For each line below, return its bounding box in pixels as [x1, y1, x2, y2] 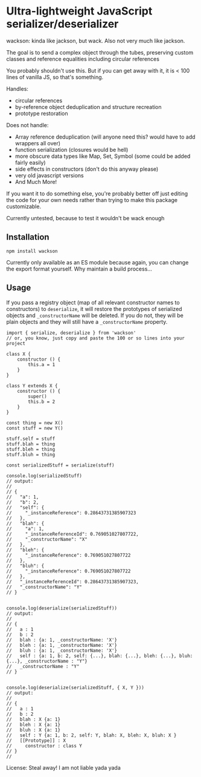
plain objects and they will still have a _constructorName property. [6, 318, 168, 325]
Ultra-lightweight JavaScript [6, 4, 153, 18]
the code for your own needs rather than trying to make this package [6, 196, 178, 203]
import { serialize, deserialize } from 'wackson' [6, 330, 136, 336]
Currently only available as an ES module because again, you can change [6, 258, 189, 266]
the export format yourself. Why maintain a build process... [6, 265, 153, 272]
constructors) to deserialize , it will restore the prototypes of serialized [6, 305, 182, 312]
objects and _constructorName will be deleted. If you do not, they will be [6, 312, 184, 319]
